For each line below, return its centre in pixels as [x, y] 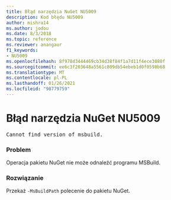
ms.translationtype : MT [36, 72]
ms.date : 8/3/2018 [29, 34]
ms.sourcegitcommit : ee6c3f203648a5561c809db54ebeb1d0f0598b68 [86, 67]
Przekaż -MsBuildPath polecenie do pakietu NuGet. [68, 191]
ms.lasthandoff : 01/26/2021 [41, 84]
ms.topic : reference [32, 39]
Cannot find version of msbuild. [55, 134]
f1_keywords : [22, 50]
